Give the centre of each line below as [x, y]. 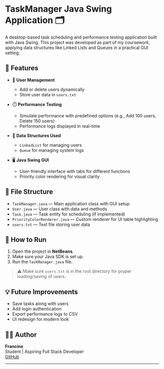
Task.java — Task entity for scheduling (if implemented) [69, 214]
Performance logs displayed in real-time [60, 126]
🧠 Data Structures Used [36, 135]
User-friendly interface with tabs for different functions [75, 171]
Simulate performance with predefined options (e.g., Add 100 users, [88, 115]
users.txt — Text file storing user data [51, 224]
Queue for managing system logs [51, 150]
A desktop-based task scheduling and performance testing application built [81, 37]
